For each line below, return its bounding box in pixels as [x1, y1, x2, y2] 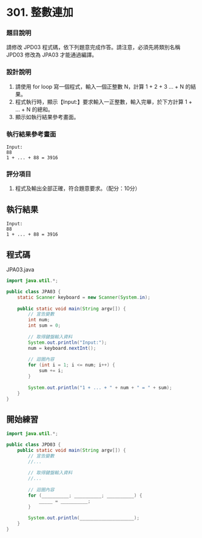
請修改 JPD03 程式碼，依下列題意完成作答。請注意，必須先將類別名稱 [6, 44, 181, 51]
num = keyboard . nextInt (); [28, 345, 96, 351]
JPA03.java [6, 266, 35, 273]
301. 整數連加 [6, 5, 74, 19]
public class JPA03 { [6, 288, 61, 295]
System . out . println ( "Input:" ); [28, 339, 107, 346]
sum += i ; [38, 368, 64, 374]
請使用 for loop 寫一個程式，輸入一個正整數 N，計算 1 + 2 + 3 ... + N [15, 83, 184, 90]
